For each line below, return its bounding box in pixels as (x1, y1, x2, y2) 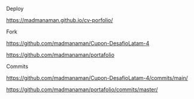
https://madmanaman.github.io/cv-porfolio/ (6, 17, 113, 23)
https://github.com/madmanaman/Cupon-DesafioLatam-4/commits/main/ (6, 75, 189, 81)
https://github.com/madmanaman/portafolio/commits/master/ (6, 86, 158, 93)
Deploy (6, 5, 24, 12)
